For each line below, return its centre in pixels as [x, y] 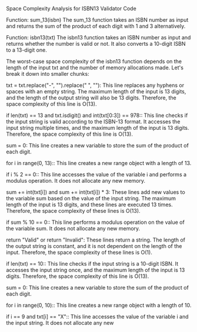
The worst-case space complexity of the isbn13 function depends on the [94, 61]
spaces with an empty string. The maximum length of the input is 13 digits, [96, 91]
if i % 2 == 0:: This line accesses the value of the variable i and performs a [96, 175]
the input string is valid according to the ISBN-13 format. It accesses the [93, 122]
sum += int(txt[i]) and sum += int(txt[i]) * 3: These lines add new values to [96, 192]
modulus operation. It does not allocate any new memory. [76, 181]
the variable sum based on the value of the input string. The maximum [91, 198]
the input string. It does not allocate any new [60, 323]
